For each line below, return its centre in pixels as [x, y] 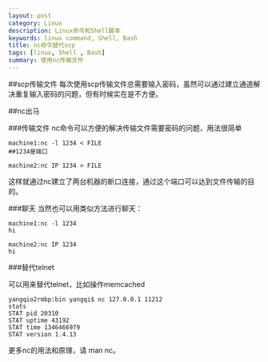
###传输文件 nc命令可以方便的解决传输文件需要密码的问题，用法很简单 [125, 128]
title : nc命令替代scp [42, 46]
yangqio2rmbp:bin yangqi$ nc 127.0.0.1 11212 [85, 299]
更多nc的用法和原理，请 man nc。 [64, 350]
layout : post [30, 16]
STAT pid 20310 [34, 313]
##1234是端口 [28, 151]
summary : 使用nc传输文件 [46, 61]
